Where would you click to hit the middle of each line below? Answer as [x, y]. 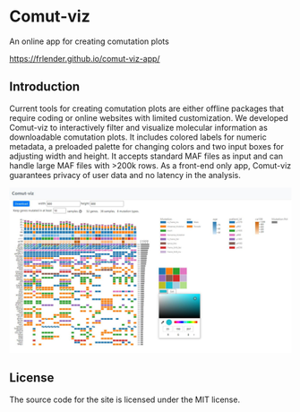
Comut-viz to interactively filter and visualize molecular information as [139, 127]
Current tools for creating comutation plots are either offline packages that [147, 108]
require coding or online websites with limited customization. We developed [149, 117]
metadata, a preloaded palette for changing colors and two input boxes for [146, 146]
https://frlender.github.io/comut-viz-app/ [85, 58]
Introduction [45, 87]
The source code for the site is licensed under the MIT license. [124, 399]
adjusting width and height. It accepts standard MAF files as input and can [146, 156]
